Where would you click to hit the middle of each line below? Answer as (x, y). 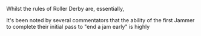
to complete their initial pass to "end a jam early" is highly (78, 27)
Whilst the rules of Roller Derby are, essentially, (65, 9)
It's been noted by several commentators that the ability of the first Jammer (100, 20)
